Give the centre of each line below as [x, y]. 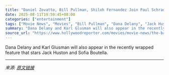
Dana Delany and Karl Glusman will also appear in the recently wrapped [79, 47]
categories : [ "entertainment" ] [38, 19]
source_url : [18, 33]
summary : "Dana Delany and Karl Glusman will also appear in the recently [85, 28]
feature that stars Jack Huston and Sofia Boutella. [57, 52]
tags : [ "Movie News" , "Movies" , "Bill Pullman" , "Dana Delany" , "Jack [81, 24]
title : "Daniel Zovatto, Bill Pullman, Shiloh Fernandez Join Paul [77, 10]
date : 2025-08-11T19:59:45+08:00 [40, 14]
